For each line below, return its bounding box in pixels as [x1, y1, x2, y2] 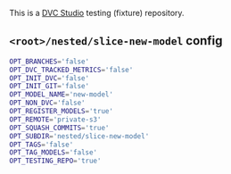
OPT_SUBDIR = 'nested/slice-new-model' [9, 131, 150, 141]
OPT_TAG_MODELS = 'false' [9, 148, 98, 157]
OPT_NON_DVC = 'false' [9, 98, 87, 108]
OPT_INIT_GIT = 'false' [9, 82, 90, 91]
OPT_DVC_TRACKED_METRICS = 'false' [9, 65, 134, 74]
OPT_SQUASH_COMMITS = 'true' [9, 123, 110, 132]
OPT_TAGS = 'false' [9, 140, 74, 149]
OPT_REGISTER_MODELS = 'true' [9, 107, 114, 116]
